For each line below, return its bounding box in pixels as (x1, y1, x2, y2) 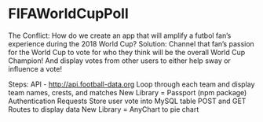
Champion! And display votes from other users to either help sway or (8, 56, 232, 65)
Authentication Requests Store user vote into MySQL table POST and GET (8, 96, 247, 105)
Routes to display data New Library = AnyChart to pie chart (8, 104, 199, 114)
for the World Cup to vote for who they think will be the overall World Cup (8, 47, 246, 57)
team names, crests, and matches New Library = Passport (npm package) (8, 87, 247, 97)
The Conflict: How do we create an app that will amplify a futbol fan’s (8, 31, 232, 40)
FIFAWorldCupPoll (8, 5, 130, 23)
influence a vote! (8, 64, 63, 73)
